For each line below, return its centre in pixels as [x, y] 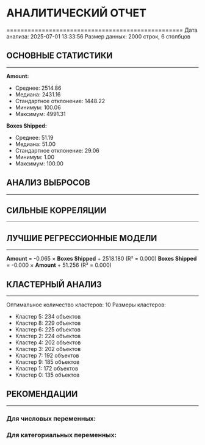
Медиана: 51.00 [35, 144]
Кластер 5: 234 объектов [48, 317]
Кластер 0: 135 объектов [47, 375]
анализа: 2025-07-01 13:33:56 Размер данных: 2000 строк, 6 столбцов [99, 36]
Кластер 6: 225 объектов [48, 329]
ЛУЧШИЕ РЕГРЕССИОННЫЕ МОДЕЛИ [82, 238]
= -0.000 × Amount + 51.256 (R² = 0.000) [59, 265]
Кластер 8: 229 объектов [48, 323]
